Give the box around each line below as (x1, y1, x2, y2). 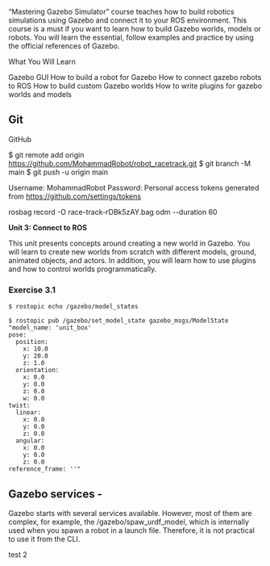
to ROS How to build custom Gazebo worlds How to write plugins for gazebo (8, 81, 263, 90)
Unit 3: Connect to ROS (8, 222, 87, 233)
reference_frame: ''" (8, 465, 81, 473)
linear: (15, 409, 42, 417)
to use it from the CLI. (8, 534, 81, 543)
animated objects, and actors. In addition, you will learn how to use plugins (8, 255, 256, 265)
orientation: (15, 367, 60, 375)
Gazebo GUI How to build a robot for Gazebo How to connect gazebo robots (8, 73, 262, 82)
